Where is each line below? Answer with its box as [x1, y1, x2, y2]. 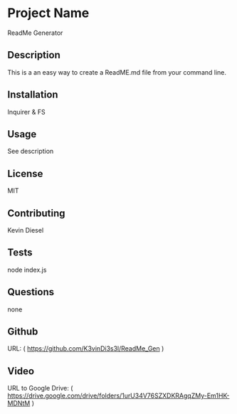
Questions [7, 286, 55, 298]
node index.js [7, 265, 47, 274]
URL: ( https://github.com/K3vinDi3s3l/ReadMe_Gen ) [7, 344, 164, 353]
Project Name [7, 5, 90, 21]
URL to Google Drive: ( [7, 384, 73, 393]
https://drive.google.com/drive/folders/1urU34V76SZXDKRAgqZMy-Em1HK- [7, 391, 230, 400]
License [7, 167, 43, 179]
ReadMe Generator [7, 28, 63, 37]
